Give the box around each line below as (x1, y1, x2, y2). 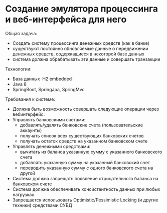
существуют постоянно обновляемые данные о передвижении (12, 45, 148, 51)
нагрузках (12, 191, 35, 197)
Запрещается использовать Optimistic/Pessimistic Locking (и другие (12, 197, 158, 203)
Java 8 (12, 81, 27, 87)
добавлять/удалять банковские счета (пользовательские (20, 122, 143, 128)
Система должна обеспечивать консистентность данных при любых (12, 186, 160, 192)
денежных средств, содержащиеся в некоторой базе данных (12, 51, 144, 57)
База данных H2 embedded (12, 76, 72, 82)
